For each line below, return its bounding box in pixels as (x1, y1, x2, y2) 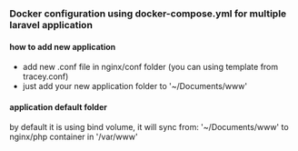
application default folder (9, 101, 107, 112)
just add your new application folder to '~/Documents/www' (22, 81, 248, 92)
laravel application (9, 18, 94, 31)
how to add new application (9, 41, 116, 52)
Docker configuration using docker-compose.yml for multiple (9, 7, 287, 20)
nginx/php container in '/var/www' (9, 131, 138, 143)
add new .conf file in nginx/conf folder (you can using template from (22, 62, 279, 73)
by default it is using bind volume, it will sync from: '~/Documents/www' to (9, 122, 289, 133)
